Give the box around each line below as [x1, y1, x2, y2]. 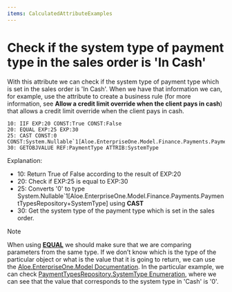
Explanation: [7, 156, 43, 164]
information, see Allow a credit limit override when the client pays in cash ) [7, 99, 223, 108]
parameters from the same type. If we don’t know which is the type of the [7, 248, 217, 256]
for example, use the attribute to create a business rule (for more [7, 92, 191, 100]
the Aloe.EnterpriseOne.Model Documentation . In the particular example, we [7, 262, 224, 271]
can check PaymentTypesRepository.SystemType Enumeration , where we [7, 270, 217, 278]
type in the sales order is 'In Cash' [7, 55, 206, 70]
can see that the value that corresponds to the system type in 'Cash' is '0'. [7, 277, 219, 285]
